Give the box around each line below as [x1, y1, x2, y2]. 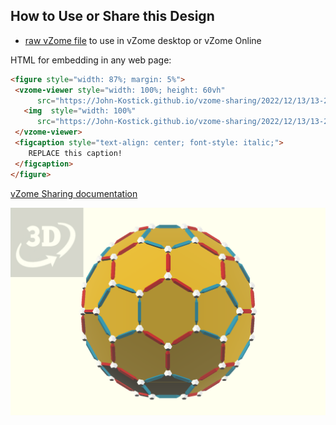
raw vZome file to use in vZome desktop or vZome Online [24, 34, 262, 46]
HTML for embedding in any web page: [10, 54, 172, 66]
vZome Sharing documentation [10, 187, 138, 199]
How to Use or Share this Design [10, 8, 215, 25]
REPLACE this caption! [28, 148, 123, 158]
